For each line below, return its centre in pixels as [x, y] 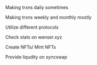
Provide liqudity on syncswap [36, 57]
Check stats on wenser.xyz [34, 37]
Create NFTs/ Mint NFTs [31, 47]
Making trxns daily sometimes [37, 7]
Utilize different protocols [32, 27]
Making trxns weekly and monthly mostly [48, 17]
